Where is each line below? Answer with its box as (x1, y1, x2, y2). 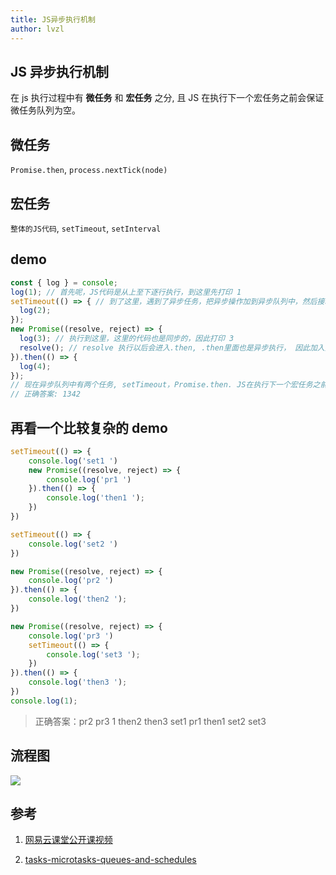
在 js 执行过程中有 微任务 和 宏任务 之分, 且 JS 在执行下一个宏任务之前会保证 (10, 92, 325, 104)
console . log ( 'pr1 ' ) (46, 474, 132, 485)
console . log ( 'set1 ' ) (28, 456, 118, 466)
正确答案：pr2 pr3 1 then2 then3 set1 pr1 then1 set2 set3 (34, 715, 267, 727)
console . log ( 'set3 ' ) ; (46, 649, 141, 660)
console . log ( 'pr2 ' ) (28, 576, 114, 586)
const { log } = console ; (10, 277, 118, 288)
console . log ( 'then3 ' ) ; (28, 677, 128, 688)
